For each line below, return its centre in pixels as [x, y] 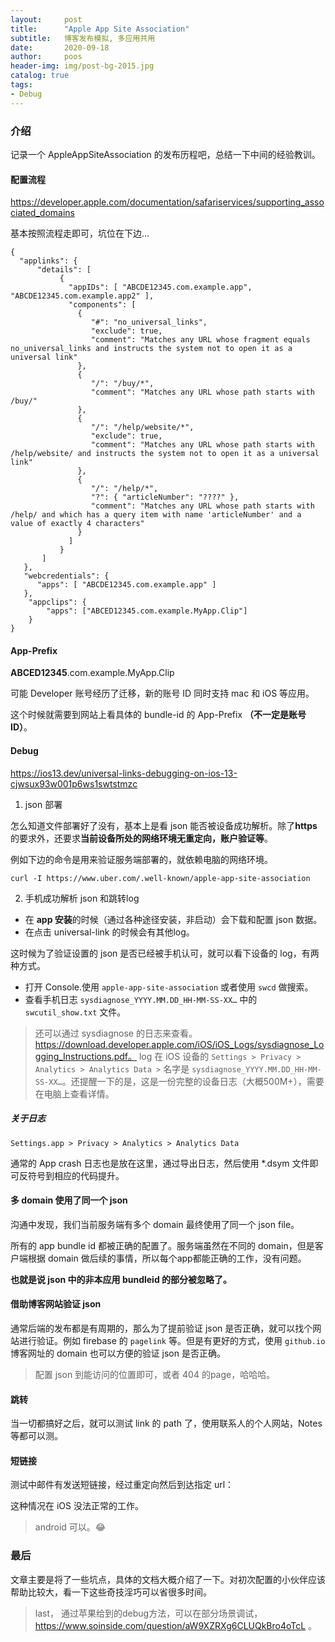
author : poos [46, 57]
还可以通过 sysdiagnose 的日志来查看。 [116, 1033]
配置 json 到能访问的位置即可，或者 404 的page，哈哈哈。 [155, 1374]
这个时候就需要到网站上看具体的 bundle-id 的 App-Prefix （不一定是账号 [158, 715]
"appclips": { [57, 602]
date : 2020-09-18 [60, 47]
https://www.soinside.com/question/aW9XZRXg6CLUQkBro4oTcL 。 [176, 1625]
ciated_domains [42, 213]
